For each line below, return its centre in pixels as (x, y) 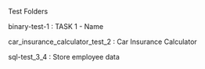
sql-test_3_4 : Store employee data (64, 57)
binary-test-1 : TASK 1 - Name (56, 26)
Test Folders (28, 11)
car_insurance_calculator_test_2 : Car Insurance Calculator (102, 42)
